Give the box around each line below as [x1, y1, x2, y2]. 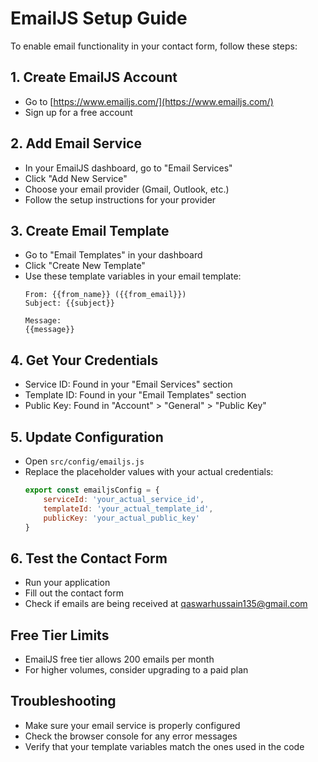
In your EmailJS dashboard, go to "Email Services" [24, 162, 233, 174]
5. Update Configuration [10, 428, 164, 446]
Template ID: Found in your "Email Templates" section [24, 389, 247, 401]
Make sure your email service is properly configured [24, 719, 241, 731]
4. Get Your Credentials [10, 352, 159, 369]
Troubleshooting [10, 693, 117, 710]
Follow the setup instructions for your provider [24, 193, 217, 206]
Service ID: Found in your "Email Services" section [24, 378, 233, 391]
